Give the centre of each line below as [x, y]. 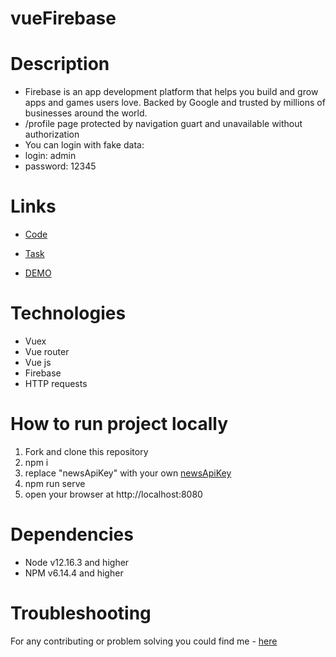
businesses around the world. [86, 113]
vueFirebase [63, 18]
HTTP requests [56, 383]
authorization [52, 134]
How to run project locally [119, 424]
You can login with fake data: [84, 145]
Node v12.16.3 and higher [77, 562]
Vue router [47, 351]
